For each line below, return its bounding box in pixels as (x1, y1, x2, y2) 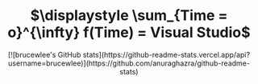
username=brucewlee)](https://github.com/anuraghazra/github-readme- (8, 58, 250, 68)
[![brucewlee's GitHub (8, 50, 81, 59)
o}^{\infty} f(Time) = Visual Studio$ (7, 23, 251, 42)
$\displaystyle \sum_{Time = (30, 6, 228, 25)
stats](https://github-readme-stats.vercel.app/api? (82, 50, 250, 59)
